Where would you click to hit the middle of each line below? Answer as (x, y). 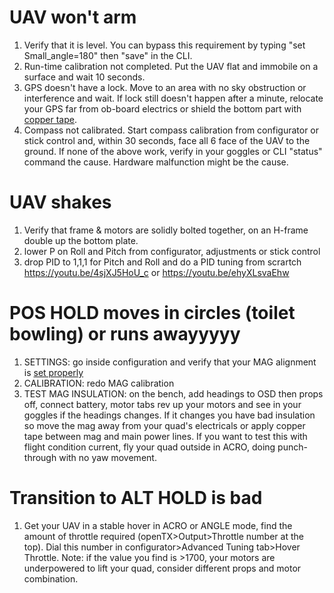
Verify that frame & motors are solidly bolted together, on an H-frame (166, 230)
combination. (51, 578)
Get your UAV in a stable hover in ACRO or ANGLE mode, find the (158, 525)
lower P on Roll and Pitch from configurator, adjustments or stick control (172, 251)
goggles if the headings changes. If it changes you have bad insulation (169, 415)
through (40, 457)
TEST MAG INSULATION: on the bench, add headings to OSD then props (173, 393)
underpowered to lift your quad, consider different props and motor (162, 568)
